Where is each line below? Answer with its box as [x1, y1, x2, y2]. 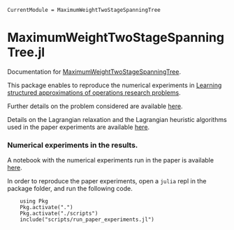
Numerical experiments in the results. [7, 140, 138, 150]
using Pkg [20, 198, 49, 205]
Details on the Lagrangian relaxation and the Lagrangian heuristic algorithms [7, 115, 227, 123]
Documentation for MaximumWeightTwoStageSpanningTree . [7, 67, 182, 76]
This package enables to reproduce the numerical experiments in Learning [7, 81, 222, 89]
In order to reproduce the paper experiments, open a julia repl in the [7, 177, 207, 185]
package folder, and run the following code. [7, 185, 133, 193]
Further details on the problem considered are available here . [7, 102, 183, 110]
